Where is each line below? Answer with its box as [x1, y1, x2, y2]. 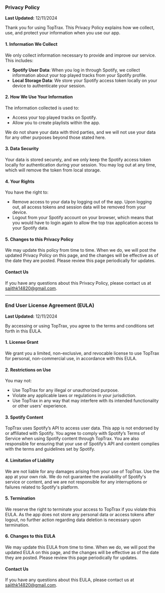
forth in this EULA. [5, 328, 42, 334]
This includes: [5, 57, 33, 63]
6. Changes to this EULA [5, 533, 55, 539]
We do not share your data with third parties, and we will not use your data [5, 129, 156, 135]
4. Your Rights [5, 178, 34, 184]
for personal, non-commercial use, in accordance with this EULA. [5, 356, 137, 362]
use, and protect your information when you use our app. [5, 30, 121, 36]
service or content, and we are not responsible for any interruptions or [5, 479, 147, 485]
